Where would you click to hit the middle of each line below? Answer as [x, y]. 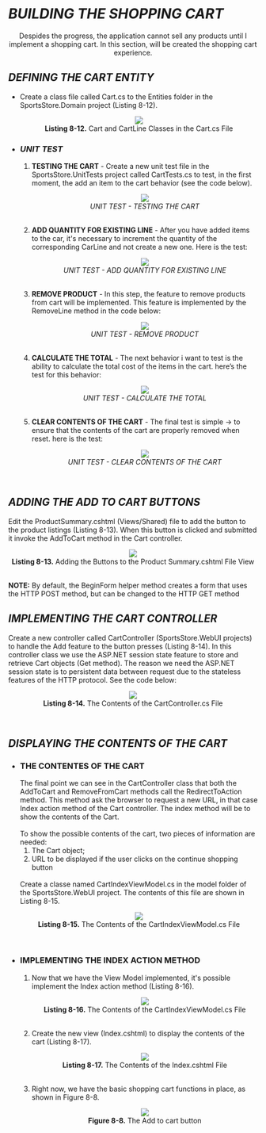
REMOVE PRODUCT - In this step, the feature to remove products [138, 294]
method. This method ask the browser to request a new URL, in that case [139, 800]
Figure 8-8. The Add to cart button [145, 1120]
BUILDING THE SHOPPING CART [116, 14]
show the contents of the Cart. [69, 817]
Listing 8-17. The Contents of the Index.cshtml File [145, 1065]
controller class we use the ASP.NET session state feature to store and [123, 654]
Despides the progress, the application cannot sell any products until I [133, 36]
